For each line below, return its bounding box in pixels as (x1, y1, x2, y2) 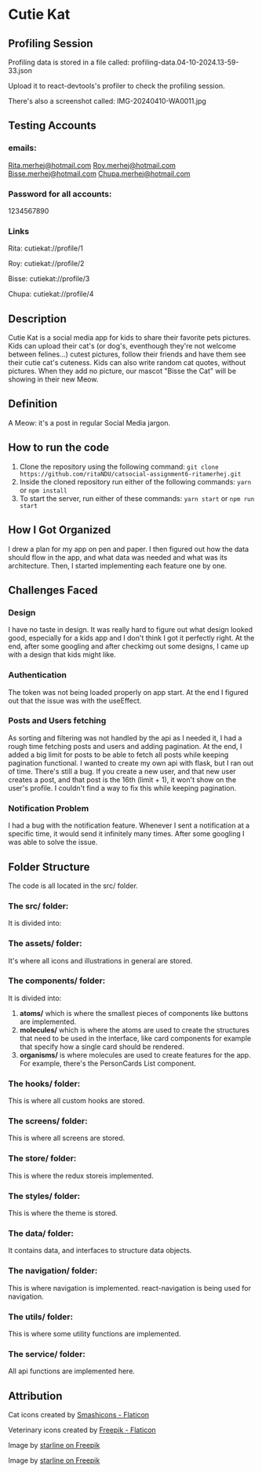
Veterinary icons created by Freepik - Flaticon (8, 1425, 157, 1435)
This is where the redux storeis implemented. (8, 1171, 155, 1180)
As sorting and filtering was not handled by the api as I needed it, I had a (8, 733, 242, 743)
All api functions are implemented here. (8, 1366, 136, 1376)
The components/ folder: (8, 975, 106, 986)
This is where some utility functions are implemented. (8, 1329, 182, 1338)
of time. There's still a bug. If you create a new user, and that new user (8, 766, 237, 776)
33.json (8, 66, 33, 75)
